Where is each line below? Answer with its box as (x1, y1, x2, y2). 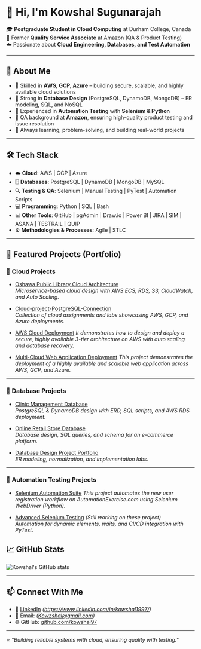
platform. (14, 437, 38, 445)
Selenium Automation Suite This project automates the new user (14, 489, 174, 497)
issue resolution (14, 120, 54, 127)
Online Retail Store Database (14, 424, 86, 432)
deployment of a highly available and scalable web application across (14, 360, 189, 367)
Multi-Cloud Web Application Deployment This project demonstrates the (14, 354, 193, 361)
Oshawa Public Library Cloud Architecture (14, 281, 118, 288)
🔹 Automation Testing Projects (6, 476, 97, 484)
